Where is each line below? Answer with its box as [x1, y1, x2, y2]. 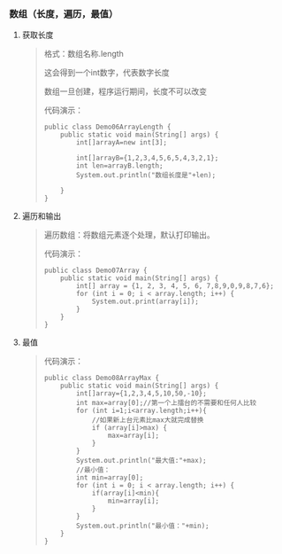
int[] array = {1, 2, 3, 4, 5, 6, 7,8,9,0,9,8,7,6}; [75, 282, 274, 291]
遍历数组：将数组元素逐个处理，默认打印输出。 [43, 230, 215, 240]
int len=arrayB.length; [75, 161, 164, 170]
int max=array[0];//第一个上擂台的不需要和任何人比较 [75, 399, 257, 408]
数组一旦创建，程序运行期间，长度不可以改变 [43, 86, 208, 97]
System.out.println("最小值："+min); [75, 521, 210, 531]
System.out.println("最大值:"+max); [75, 456, 207, 465]
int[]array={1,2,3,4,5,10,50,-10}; [75, 389, 208, 398]
